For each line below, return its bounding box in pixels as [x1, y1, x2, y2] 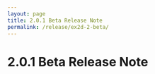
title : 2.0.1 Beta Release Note [7, 17, 103, 24]
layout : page [7, 10, 46, 18]
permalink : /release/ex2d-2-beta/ [7, 23, 110, 30]
